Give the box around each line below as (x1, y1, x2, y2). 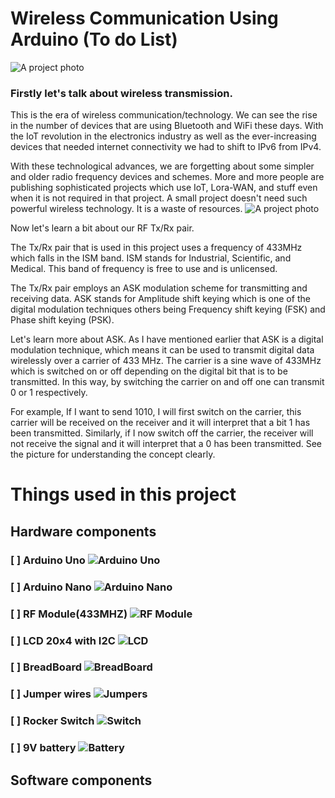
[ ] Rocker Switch (10, 714, 95, 728)
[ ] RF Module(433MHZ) (10, 607, 128, 621)
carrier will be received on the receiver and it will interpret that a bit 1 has (10, 417, 311, 429)
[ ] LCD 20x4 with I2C (10, 633, 116, 647)
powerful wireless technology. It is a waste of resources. (10, 203, 243, 215)
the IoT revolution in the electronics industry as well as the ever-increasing (10, 130, 317, 142)
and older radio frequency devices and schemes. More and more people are (10, 171, 325, 183)
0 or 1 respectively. (10, 387, 88, 399)
